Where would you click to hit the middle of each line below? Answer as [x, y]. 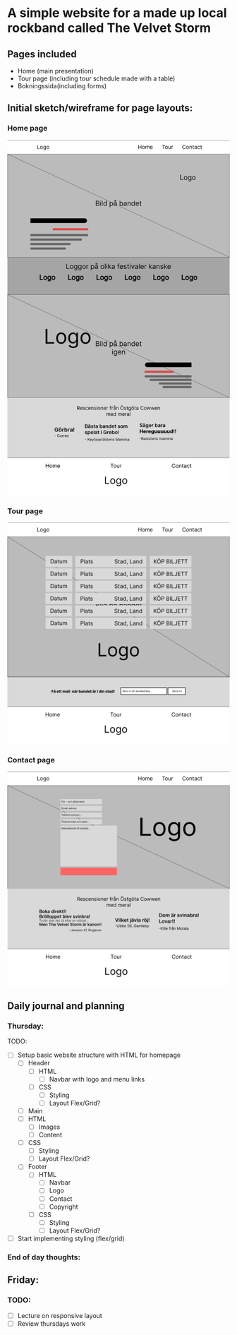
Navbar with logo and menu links [97, 1079]
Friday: [23, 1280]
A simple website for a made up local [117, 13]
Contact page [31, 760]
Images [49, 1127]
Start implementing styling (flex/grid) [71, 1238]
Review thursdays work [51, 1323]
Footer [37, 1167]
